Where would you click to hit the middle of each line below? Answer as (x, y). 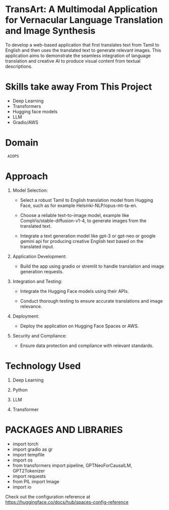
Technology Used (43, 366)
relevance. (31, 306)
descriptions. (19, 66)
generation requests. (42, 271)
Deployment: (26, 316)
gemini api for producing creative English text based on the (82, 241)
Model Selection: (30, 190)
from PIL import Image (36, 481)
